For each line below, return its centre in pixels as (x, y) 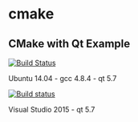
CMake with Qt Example (69, 44)
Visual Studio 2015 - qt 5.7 (52, 110)
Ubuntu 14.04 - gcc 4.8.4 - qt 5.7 (63, 78)
